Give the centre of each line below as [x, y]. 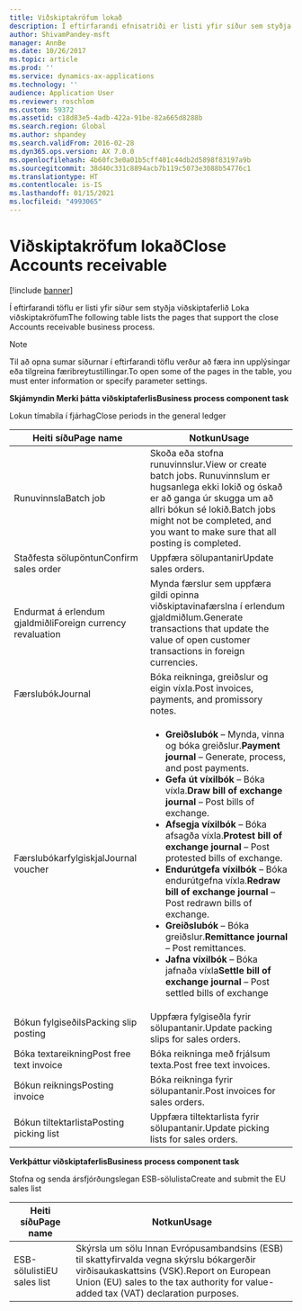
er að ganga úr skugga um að [212, 498]
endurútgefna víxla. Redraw [223, 880]
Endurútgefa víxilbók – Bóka [226, 869]
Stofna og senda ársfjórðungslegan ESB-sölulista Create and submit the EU [147, 1179]
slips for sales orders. [195, 1038]
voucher [31, 869]
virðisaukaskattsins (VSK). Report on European [173, 1271]
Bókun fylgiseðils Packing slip [75, 1022]
